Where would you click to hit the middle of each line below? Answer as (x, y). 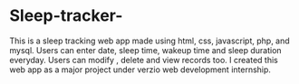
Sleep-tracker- (66, 16)
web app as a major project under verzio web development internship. (140, 70)
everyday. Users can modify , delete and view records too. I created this (144, 60)
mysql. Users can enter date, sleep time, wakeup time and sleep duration (146, 50)
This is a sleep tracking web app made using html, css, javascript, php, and (149, 41)
